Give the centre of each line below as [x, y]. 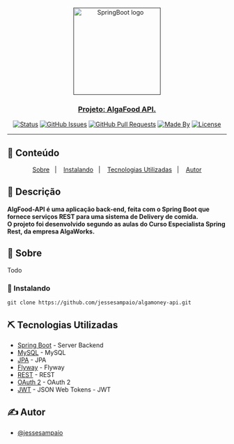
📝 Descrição [34, 191]
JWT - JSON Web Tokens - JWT [64, 390]
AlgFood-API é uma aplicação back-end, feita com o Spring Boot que [109, 209]
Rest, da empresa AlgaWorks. [51, 231]
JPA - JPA [32, 360]
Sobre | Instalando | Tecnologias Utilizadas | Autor [117, 170]
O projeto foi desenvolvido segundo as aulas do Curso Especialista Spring [116, 224]
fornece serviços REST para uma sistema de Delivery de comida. [103, 217]
